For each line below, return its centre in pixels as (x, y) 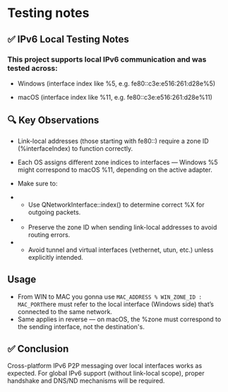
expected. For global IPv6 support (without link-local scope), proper (106, 374)
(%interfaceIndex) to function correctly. (75, 148)
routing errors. (49, 234)
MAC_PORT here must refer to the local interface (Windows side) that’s (115, 304)
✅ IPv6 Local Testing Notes (68, 39)
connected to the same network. (65, 311)
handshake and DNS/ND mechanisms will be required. (86, 381)
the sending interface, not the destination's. (81, 326)
